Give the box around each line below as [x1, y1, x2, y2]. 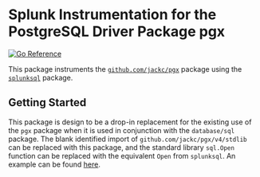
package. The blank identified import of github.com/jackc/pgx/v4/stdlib [8, 134, 247, 144]
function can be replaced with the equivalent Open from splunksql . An [8, 151, 236, 160]
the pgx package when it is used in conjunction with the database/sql [8, 125, 235, 135]
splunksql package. [8, 73, 73, 82]
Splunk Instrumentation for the [8, 6, 217, 24]
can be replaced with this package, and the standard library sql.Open [8, 142, 235, 152]
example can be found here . [8, 159, 101, 169]
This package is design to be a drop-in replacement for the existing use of [8, 117, 252, 127]
